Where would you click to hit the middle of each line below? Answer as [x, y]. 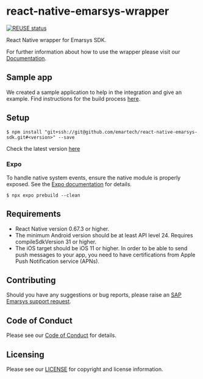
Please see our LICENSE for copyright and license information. [85, 369]
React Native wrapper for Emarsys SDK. [56, 40]
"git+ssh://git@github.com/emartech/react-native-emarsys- [121, 132]
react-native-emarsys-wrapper [88, 11]
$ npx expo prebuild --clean [43, 195]
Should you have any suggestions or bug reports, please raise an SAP [94, 295]
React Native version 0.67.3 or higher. [62, 229]
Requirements [34, 214]
